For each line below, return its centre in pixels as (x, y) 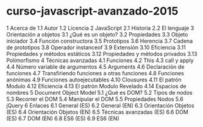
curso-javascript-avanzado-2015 (92, 11)
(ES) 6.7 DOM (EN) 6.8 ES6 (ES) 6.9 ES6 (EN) (63, 118)
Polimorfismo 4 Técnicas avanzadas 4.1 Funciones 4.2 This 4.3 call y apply (100, 60)
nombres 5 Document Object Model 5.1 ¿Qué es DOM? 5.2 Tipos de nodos (100, 92)
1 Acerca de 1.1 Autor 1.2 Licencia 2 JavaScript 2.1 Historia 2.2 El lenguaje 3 (100, 28)
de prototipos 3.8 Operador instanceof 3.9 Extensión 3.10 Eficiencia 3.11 (96, 47)
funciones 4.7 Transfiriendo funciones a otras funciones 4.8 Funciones (95, 73)
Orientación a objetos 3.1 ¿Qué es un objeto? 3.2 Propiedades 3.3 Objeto (97, 34)
